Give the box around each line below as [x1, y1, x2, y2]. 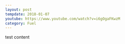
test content [5, 34, 30, 40]
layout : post [5, 7, 32, 12]
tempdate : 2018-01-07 [5, 12, 50, 17]
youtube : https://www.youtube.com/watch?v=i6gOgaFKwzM [5, 16, 121, 21]
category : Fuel [5, 21, 37, 26]
